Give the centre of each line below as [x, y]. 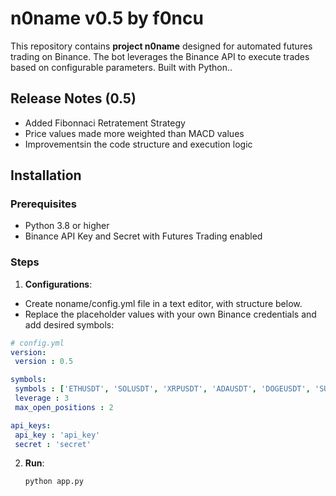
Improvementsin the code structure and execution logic [138, 144]
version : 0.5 [44, 362]
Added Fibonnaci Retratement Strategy [105, 123]
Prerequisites [43, 204]
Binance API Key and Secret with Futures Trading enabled [143, 236]
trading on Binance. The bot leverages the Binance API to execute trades [160, 56]
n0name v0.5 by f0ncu [107, 18]
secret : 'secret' [53, 444]
